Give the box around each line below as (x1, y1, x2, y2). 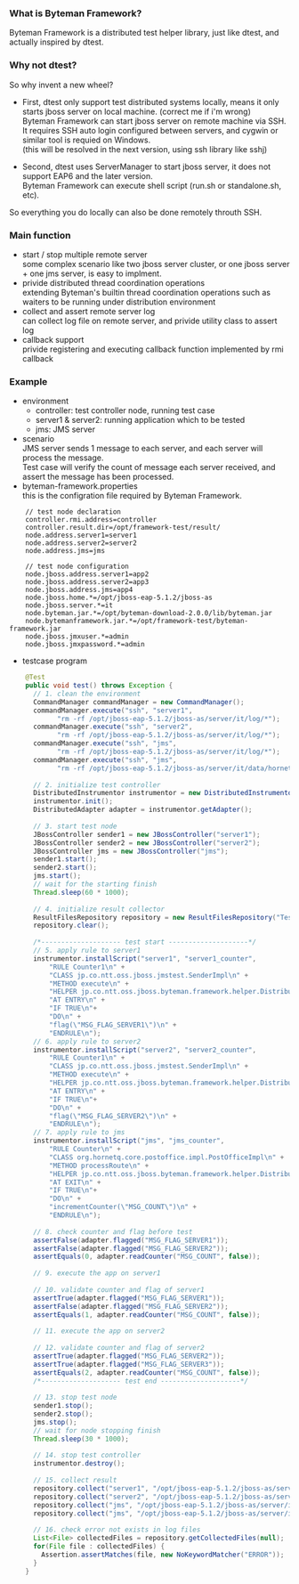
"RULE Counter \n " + (48, 1145, 122, 1154)
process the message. (21, 452, 104, 463)
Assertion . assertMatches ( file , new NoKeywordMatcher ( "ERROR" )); (41, 1550, 285, 1559)
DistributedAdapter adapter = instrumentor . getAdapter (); (32, 805, 253, 815)
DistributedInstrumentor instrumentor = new (32, 789, 201, 798)
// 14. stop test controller (32, 1450, 141, 1460)
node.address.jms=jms (25, 547, 105, 556)
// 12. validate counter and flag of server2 (32, 1344, 205, 1352)
